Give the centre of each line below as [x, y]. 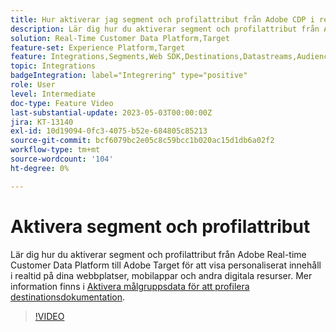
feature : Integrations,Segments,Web [86, 57]
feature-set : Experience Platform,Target [98, 47]
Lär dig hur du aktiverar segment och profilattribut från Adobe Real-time [158, 254]
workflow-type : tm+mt [55, 150]
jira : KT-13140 [42, 122]
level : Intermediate [53, 94]
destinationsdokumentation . [68, 297]
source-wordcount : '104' [62, 159]
